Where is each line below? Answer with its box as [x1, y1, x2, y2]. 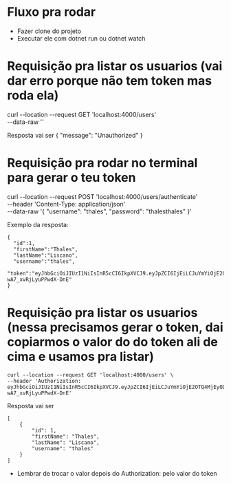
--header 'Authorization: [7, 377, 81, 384]
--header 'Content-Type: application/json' [7, 200, 126, 208]
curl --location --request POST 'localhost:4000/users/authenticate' [7, 192, 198, 200]
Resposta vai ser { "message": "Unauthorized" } [7, 131, 143, 139]
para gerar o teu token [7, 170, 136, 186]
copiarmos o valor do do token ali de [7, 335, 218, 350]
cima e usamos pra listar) [7, 349, 155, 364]
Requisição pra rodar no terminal [7, 156, 198, 171]
